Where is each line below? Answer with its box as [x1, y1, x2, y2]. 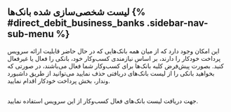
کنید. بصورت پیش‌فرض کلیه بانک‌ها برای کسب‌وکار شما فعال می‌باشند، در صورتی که [7, 62, 225, 70]
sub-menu [7, 28, 54, 40]
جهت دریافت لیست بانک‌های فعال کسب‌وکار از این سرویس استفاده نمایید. [7, 97, 199, 105]
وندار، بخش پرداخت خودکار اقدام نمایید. [7, 76, 110, 85]
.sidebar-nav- [146, 17, 209, 29]
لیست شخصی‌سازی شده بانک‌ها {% [7, 6, 146, 18]
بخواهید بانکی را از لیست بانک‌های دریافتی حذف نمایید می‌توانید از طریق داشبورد [7, 69, 215, 77]
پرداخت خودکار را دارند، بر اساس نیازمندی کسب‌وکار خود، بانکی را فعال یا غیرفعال [7, 54, 221, 62]
